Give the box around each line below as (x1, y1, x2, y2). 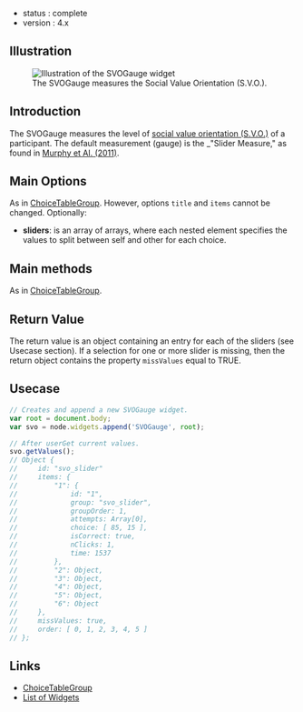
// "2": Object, (9, 566, 103, 575)
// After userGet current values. (9, 438, 141, 448)
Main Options (9, 174, 88, 189)
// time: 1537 (9, 548, 112, 557)
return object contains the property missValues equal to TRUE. (9, 355, 242, 366)
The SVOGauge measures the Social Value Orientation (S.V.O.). (32, 77, 268, 88)
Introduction (9, 104, 82, 119)
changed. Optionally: (9, 207, 88, 218)
